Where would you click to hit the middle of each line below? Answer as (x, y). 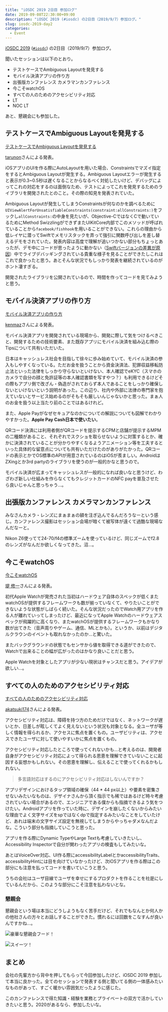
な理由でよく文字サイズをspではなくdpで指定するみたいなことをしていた (81, 815)
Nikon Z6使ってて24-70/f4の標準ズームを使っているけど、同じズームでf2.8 (82, 538)
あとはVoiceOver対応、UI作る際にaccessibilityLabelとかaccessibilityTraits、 (84, 855)
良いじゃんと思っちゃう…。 (38, 485)
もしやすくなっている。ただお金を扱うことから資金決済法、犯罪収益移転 (84, 364)
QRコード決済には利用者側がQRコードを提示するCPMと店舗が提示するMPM (83, 430)
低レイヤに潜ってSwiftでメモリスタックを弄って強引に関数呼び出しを (76, 235)
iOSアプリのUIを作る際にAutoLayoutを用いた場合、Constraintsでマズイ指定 (83, 168)
